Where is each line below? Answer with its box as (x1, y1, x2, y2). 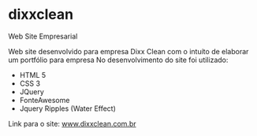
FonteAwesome (19, 95, 70, 105)
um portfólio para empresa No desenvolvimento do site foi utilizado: (8, 55, 229, 64)
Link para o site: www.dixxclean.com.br (8, 119, 136, 128)
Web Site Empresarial (8, 31, 78, 41)
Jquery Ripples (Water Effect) (19, 104, 117, 113)
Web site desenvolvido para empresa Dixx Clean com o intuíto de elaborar (8, 46, 249, 56)
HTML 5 (19, 70, 47, 79)
